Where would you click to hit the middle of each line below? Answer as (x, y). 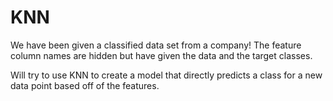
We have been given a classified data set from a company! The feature (156, 45)
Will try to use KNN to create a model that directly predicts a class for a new (166, 75)
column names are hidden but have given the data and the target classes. (161, 55)
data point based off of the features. (85, 85)
